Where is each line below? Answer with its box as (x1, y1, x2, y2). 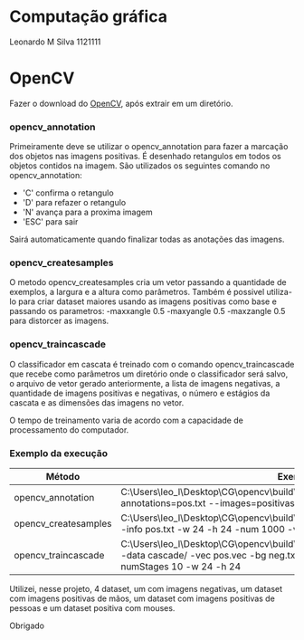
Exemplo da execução (9, 446, 109, 459)
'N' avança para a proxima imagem (22, 206, 153, 218)
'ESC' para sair (22, 216, 79, 227)
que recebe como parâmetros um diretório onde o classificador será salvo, (9, 368, 289, 379)
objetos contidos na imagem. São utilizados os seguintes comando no (9, 160, 271, 171)
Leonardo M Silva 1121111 (9, 36, 101, 47)
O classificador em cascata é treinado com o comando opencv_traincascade (9, 358, 295, 369)
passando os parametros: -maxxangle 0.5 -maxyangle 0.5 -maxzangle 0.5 (9, 306, 286, 317)
